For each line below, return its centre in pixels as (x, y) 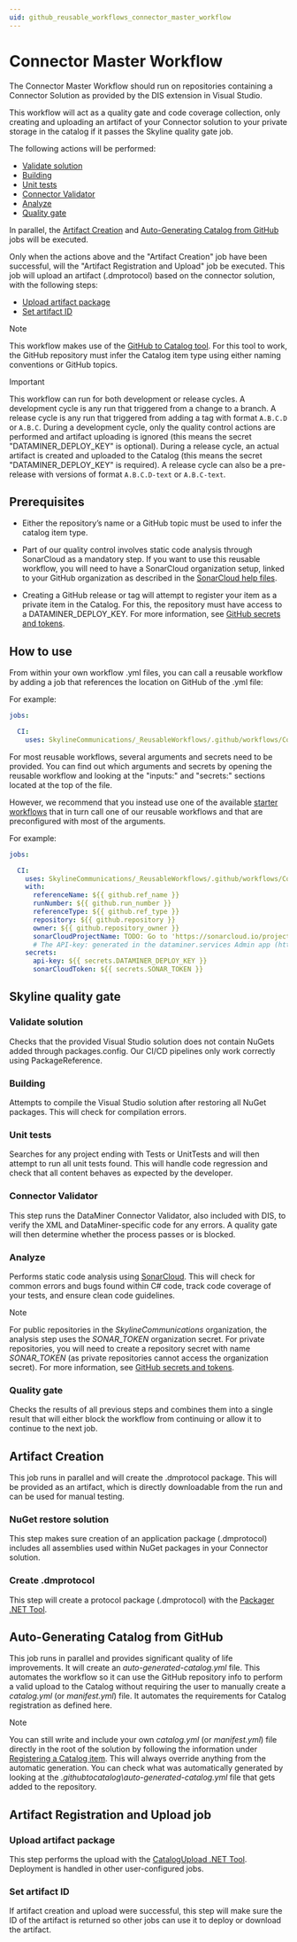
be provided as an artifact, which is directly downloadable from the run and (146, 1487)
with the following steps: (54, 285)
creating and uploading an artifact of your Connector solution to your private (148, 121)
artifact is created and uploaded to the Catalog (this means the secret (136, 455)
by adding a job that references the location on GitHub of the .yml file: (136, 682)
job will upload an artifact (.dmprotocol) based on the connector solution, (142, 275)
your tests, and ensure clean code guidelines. (92, 1295)
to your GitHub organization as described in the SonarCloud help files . (149, 578)
